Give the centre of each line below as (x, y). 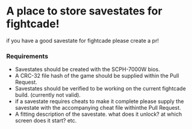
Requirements (27, 56)
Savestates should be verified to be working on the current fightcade (101, 89)
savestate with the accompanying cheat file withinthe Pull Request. (98, 108)
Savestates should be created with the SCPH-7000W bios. (88, 69)
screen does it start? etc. (46, 121)
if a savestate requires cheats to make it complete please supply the (99, 101)
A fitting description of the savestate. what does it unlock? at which (98, 114)
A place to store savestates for (84, 11)
